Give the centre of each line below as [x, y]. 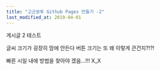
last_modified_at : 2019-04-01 [44, 17]
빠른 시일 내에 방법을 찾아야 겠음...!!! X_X [54, 60]
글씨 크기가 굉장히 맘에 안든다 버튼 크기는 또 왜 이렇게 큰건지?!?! [80, 48]
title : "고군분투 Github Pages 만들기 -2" [55, 12]
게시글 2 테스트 [24, 35]
